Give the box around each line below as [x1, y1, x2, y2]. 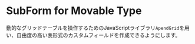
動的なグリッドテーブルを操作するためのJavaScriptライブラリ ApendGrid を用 [6, 24, 190, 31]
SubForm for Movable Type [6, 4, 142, 18]
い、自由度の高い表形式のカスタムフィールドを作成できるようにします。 [6, 31, 181, 39]
